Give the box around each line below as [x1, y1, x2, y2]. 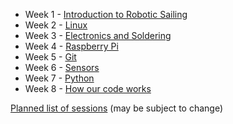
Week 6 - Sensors [24, 62, 100, 73]
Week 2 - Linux [24, 19, 88, 31]
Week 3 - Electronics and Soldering [24, 30, 172, 41]
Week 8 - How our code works [24, 83, 152, 94]
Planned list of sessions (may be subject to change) [10, 102, 224, 114]
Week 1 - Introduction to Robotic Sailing [24, 9, 188, 20]
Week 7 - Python [24, 72, 95, 84]
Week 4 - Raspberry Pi [24, 40, 119, 52]
